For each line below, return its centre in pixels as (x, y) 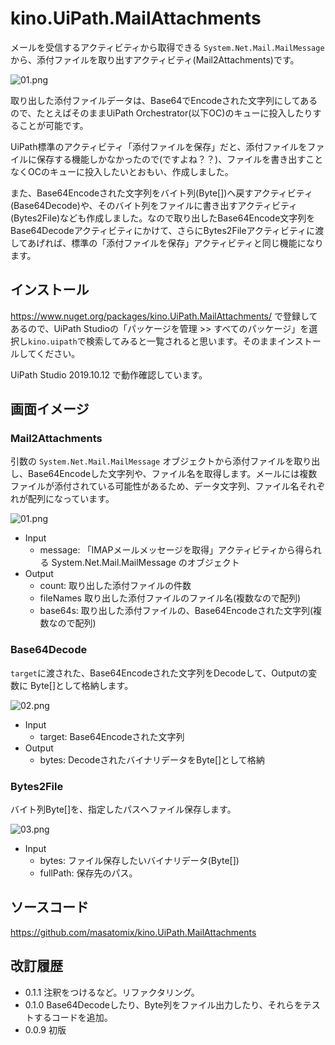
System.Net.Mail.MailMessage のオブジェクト (145, 563)
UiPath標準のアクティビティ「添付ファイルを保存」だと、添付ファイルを (159, 146)
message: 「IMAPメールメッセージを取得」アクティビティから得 (172, 550)
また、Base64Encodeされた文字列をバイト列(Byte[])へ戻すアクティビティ (161, 193)
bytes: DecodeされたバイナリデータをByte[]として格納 (152, 759)
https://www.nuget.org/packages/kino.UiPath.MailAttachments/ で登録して (164, 316)
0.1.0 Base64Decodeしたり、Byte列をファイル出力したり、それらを (163, 1004)
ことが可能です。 (53, 125)
